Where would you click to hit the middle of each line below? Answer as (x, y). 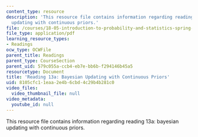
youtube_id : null (33, 104)
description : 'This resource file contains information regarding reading (100, 17)
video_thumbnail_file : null (46, 93)
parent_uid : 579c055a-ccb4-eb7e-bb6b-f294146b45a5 (70, 66)
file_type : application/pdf (41, 34)
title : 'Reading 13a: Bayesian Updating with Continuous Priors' (88, 77)
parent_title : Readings (35, 55)
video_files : (22, 88)
